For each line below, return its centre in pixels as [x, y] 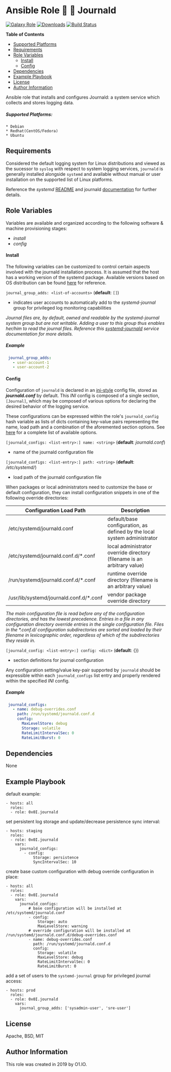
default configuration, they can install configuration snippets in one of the [82, 492]
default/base [123, 519]
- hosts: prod [21, 991]
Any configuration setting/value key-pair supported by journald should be [83, 670]
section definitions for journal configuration [58, 660]
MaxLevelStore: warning [63, 926]
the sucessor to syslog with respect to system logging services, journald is [84, 169]
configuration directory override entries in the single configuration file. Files [85, 624]
